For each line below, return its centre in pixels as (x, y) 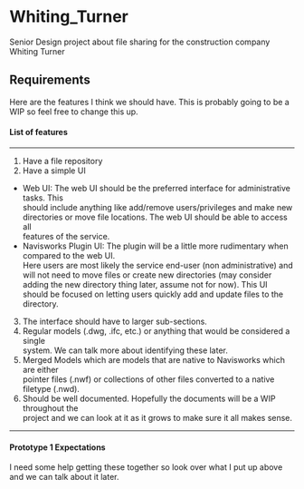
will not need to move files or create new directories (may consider (147, 275)
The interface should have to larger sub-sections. (115, 321)
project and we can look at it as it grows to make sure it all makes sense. (157, 417)
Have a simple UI (54, 171)
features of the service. (66, 236)
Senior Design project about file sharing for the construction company (140, 42)
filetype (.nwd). (51, 388)
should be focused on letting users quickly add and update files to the (152, 294)
